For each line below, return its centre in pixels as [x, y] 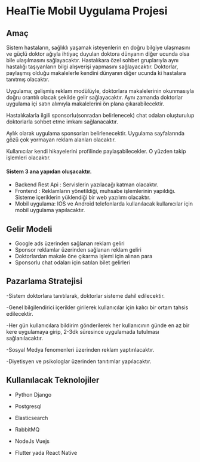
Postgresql [28, 406]
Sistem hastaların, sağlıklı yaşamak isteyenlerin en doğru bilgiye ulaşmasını [98, 47]
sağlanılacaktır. [25, 338]
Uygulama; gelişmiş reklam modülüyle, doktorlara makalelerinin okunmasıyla [100, 91]
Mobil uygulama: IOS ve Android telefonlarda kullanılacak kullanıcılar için [104, 204]
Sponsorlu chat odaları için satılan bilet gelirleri [72, 262]
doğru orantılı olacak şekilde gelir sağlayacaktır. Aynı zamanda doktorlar [95, 97]
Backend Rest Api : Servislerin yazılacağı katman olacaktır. [87, 185]
